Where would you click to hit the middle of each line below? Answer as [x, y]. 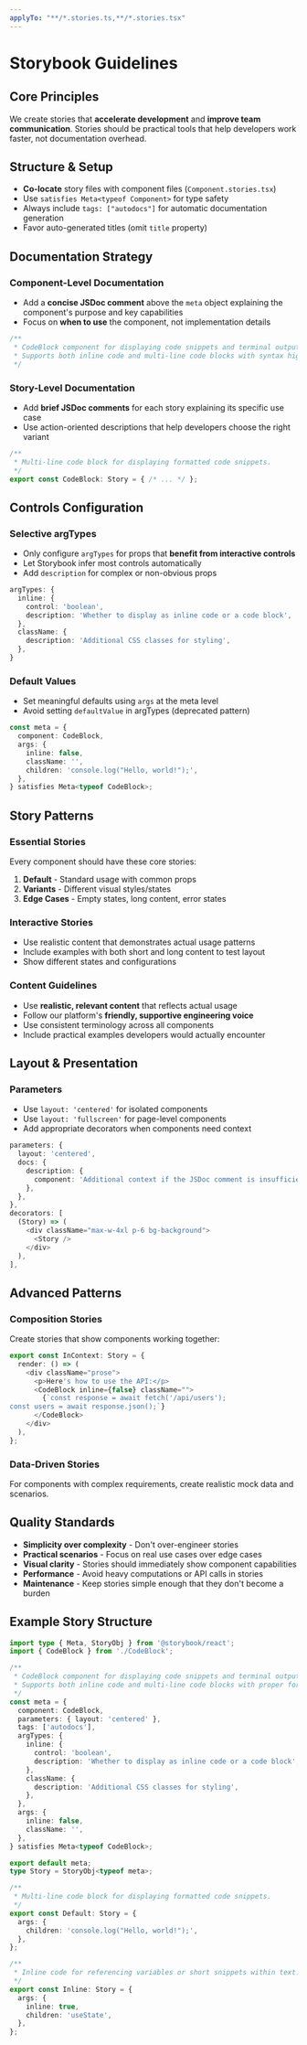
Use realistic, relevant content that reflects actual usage [130, 1005]
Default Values [43, 680]
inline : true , [53, 2007]
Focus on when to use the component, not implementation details [147, 322]
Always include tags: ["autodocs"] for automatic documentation [145, 209]
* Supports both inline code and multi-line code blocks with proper [148, 1685]
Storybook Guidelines [94, 63]
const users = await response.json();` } [88, 1407]
